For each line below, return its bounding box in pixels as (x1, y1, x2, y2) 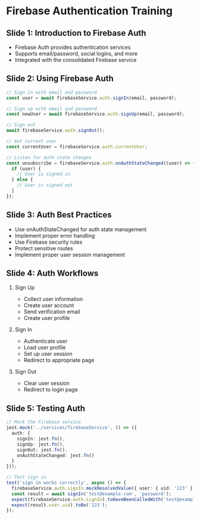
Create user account (23, 302, 74, 309)
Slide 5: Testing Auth (6, 403, 85, 414)
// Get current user (6, 138, 58, 144)
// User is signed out (17, 182, 73, 188)
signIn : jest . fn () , (17, 436, 65, 442)
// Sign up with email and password (6, 105, 97, 111)
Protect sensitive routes (14, 244, 73, 251)
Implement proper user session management (14, 251, 125, 258)
